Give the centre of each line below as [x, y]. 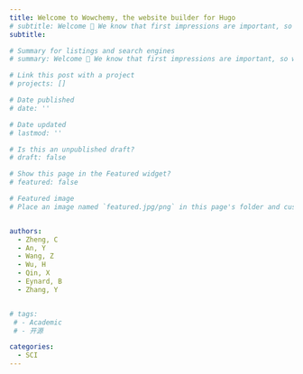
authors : [26, 231]
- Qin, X [34, 273]
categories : [32, 347]
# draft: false [38, 158]
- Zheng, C [38, 240]
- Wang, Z [36, 256]
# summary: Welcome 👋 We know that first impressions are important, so [149, 59]
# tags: [24, 314]
